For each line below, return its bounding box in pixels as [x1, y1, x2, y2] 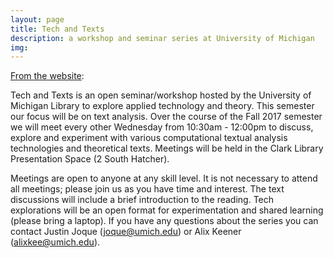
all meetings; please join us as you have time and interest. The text [10, 183, 285, 195]
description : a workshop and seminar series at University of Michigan [10, 33, 315, 43]
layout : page [10, 14, 65, 25]
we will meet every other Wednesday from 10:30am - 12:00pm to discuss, [10, 121, 314, 133]
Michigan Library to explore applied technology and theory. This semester [10, 100, 315, 112]
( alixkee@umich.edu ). [10, 236, 101, 248]
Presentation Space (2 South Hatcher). [10, 153, 170, 165]
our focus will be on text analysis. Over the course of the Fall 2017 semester [10, 111, 323, 123]
